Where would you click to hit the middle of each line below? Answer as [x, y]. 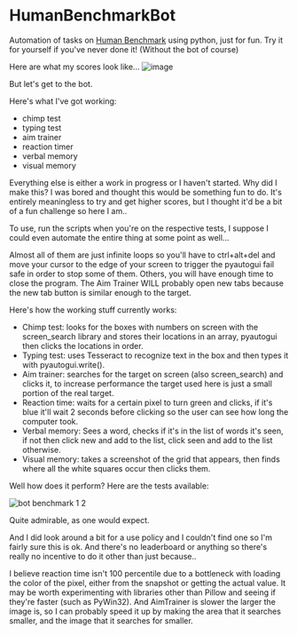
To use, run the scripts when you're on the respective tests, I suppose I [139, 228]
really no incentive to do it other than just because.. [103, 556]
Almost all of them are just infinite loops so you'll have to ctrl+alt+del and [142, 255]
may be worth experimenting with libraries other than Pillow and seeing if [143, 592]
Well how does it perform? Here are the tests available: [109, 486]
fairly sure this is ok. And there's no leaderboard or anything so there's [138, 546]
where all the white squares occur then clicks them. [116, 468]
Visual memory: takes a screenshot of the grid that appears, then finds [151, 459]
